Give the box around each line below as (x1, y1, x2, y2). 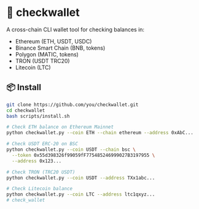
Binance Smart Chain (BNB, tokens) (15, 44, 106, 51)
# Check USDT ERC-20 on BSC (6, 141, 79, 147)
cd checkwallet (6, 107, 45, 113)
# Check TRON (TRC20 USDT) (6, 169, 76, 175)
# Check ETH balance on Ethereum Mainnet (6, 124, 114, 131)
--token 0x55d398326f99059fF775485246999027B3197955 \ (12, 152, 155, 158)
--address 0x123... (12, 158, 62, 164)
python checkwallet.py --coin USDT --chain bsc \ (6, 146, 136, 153)
